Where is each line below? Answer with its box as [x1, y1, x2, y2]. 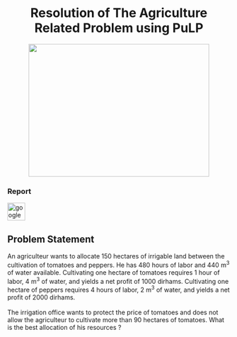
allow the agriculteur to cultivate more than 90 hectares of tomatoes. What [7, 316, 225, 324]
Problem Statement [7, 233, 95, 245]
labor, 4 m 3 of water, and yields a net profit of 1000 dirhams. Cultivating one [7, 275, 229, 285]
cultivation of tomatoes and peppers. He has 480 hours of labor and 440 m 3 [7, 260, 230, 269]
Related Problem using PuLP [34, 20, 204, 36]
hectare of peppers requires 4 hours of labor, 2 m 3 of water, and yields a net [7, 285, 230, 295]
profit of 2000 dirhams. [7, 293, 76, 302]
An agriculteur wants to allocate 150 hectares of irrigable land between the [7, 252, 225, 261]
